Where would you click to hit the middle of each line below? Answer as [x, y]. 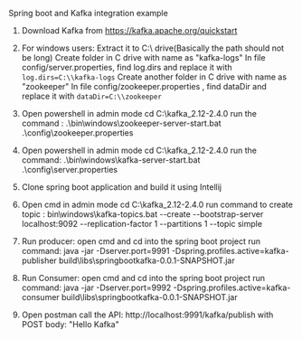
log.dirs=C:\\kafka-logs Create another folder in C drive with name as [154, 77]
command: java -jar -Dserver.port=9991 [95, 251]
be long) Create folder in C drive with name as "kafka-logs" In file [143, 57]
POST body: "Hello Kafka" [70, 324]
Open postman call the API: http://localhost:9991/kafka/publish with [147, 315]
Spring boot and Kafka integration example [88, 13]
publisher [39, 260]
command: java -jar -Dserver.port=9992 [96, 287]
